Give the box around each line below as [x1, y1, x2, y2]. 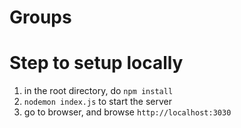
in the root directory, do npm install [23, 85, 174, 97]
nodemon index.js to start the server [23, 96, 172, 108]
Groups [9, 6, 72, 29]
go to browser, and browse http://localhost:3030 [23, 106, 232, 118]
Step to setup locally [9, 52, 184, 75]
